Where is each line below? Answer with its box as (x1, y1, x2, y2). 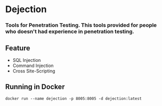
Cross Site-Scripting (12, 67, 55, 74)
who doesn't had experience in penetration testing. (5, 28, 135, 35)
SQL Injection (12, 57, 41, 63)
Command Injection (12, 62, 54, 68)
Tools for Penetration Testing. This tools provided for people (5, 22, 157, 29)
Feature (5, 44, 30, 52)
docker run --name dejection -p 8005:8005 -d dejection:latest (5, 96, 142, 101)
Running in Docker (5, 83, 65, 91)
